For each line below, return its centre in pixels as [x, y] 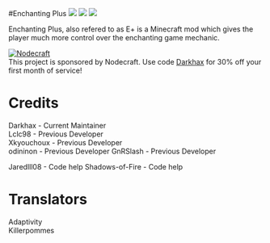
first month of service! [45, 70]
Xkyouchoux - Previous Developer [65, 142]
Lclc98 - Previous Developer [56, 134]
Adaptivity [25, 221]
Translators [48, 200]
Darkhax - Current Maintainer [57, 125]
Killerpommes [32, 230]
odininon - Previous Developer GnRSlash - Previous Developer [112, 151]
